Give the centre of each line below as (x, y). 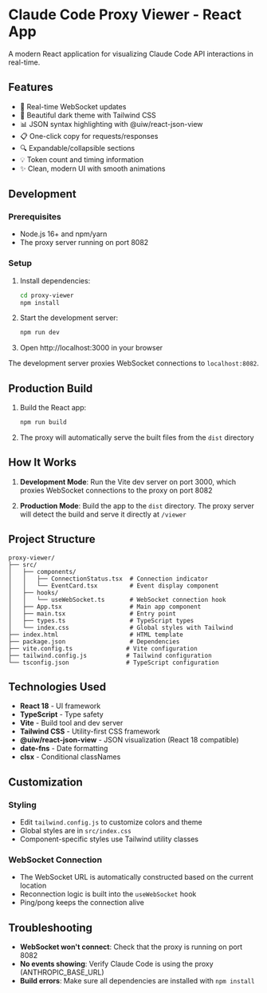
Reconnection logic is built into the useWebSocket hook (108, 894)
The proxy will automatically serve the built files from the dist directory (137, 437)
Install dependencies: (55, 280)
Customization (46, 782)
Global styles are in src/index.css (75, 831)
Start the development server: (69, 318)
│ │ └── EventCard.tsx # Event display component (114, 586)
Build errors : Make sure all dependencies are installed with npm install (137, 981)
